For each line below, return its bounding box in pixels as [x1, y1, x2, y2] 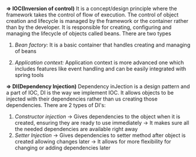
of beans [14, 48, 37, 55]
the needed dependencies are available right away [14, 126, 138, 132]
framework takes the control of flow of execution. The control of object [6, 11, 179, 18]
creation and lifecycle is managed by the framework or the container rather [6, 18, 189, 24]
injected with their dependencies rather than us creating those [6, 95, 158, 102]
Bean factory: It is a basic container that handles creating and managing [14, 41, 191, 48]
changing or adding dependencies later [14, 144, 111, 151]
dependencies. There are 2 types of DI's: [6, 102, 106, 108]
